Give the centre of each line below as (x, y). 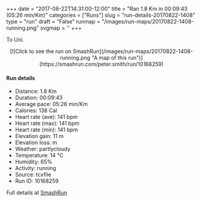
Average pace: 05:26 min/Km (51, 104)
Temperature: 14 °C (39, 156)
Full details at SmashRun (37, 193)
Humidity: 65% (33, 162)
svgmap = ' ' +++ (61, 28)
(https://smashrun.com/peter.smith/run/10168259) (101, 64)
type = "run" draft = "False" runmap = (53, 21)
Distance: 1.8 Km (36, 91)
